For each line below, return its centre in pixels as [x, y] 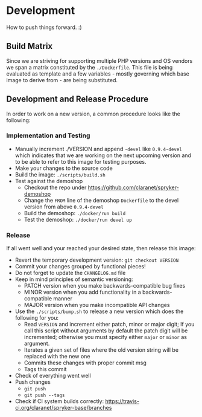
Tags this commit [45, 369]
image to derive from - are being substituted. [62, 80]
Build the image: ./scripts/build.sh [60, 174]
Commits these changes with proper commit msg [85, 363]
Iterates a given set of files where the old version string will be [101, 350]
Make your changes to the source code [64, 168]
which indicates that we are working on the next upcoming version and [103, 155]
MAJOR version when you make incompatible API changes [97, 305]
